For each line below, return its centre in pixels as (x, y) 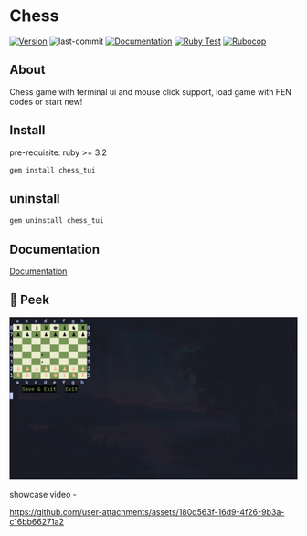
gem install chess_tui (53, 170)
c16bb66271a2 (37, 521)
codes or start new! (46, 101)
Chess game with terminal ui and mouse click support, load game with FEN (151, 91)
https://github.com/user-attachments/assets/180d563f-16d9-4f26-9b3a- (147, 511)
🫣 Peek (30, 300)
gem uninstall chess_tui (57, 221)
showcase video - (43, 494)
